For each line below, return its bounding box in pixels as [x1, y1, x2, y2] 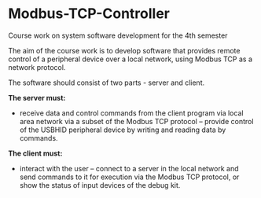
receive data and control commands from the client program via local [19, 108, 244, 118]
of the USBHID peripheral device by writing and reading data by [19, 125, 226, 134]
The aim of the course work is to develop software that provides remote [8, 46, 241, 55]
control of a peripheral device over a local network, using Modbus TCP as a [8, 54, 253, 64]
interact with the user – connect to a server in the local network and [19, 163, 239, 173]
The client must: [8, 148, 63, 158]
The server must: [8, 93, 66, 102]
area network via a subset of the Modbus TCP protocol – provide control [19, 116, 254, 126]
